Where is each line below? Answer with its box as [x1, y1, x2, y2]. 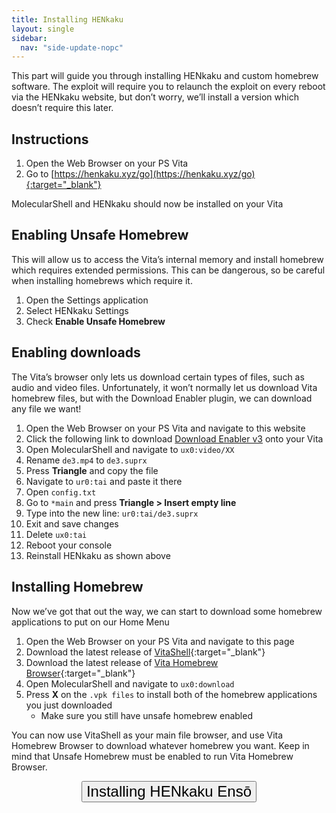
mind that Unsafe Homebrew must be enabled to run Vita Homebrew [11, 750, 294, 762]
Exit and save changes [25, 517, 119, 530]
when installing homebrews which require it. [11, 274, 193, 286]
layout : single [11, 24, 75, 34]
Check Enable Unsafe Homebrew [25, 315, 166, 327]
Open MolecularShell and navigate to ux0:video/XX [25, 443, 235, 455]
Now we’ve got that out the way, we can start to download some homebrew [11, 605, 323, 617]
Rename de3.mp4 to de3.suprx [25, 454, 148, 466]
